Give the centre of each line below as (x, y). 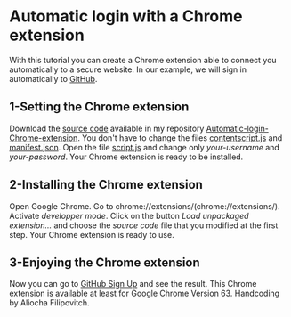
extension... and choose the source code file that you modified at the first (144, 225)
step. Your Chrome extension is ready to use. (92, 234)
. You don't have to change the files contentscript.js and (180, 138)
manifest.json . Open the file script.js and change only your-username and (145, 147)
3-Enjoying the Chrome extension (105, 262)
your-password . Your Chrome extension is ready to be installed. (126, 157)
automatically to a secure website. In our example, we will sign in (128, 69)
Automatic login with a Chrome (126, 16)
